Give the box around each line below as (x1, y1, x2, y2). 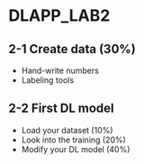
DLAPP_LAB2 (8, 5, 111, 26)
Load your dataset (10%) (21, 124, 113, 135)
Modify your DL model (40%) (21, 143, 130, 154)
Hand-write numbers (21, 65, 100, 76)
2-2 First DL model (8, 101, 114, 116)
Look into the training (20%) (21, 134, 127, 145)
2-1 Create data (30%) (8, 41, 136, 57)
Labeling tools (21, 75, 74, 86)
